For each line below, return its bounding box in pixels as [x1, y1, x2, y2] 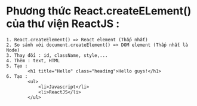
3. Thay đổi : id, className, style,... [6, 52, 109, 58]
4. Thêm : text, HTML [6, 57, 60, 63]
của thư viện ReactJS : [6, 17, 120, 31]
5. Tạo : [6, 63, 28, 69]
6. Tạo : [6, 73, 28, 79]
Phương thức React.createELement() [6, 4, 192, 18]
